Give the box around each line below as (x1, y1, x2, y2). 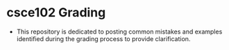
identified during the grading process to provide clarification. (16, 34, 191, 42)
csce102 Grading (6, 5, 106, 21)
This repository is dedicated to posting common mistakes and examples (16, 27, 223, 36)
